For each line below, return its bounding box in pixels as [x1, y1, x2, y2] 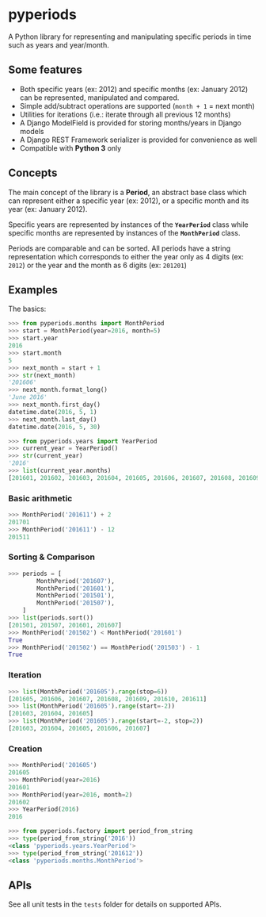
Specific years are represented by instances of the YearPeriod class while [8, 220, 249, 229]
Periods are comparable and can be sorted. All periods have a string [8, 244, 231, 253]
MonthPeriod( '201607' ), [36, 577, 115, 585]
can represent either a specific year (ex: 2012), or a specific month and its [8, 196, 249, 205]
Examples [8, 283, 58, 297]
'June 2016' [8, 393, 47, 401]
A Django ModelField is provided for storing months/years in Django [19, 117, 241, 128]
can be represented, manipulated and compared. [19, 93, 180, 102]
